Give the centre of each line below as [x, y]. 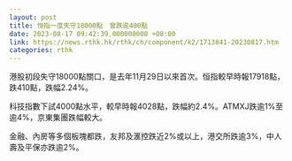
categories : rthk [41, 50]
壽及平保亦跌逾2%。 [46, 148]
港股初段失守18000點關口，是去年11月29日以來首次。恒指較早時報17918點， [147, 77]
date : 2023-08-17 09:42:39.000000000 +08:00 [92, 34]
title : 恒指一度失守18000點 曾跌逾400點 [79, 26]
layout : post [33, 17]
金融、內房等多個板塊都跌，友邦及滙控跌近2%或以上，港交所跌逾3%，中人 [146, 136]
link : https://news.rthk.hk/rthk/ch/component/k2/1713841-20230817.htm [144, 42]
